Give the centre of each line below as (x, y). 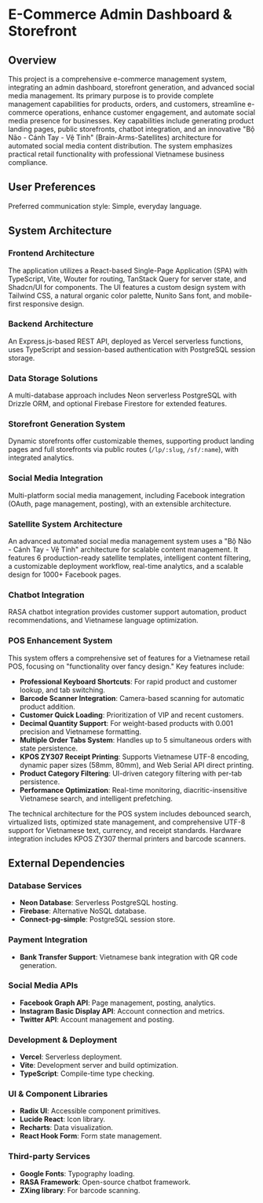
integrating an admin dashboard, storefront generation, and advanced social (131, 87)
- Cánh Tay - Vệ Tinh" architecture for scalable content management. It (123, 549)
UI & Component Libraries (58, 1094)
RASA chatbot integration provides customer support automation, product (128, 612)
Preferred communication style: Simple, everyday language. (105, 206)
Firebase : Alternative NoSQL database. (83, 911)
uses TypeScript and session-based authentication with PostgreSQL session (132, 349)
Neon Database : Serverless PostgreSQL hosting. (99, 903)
